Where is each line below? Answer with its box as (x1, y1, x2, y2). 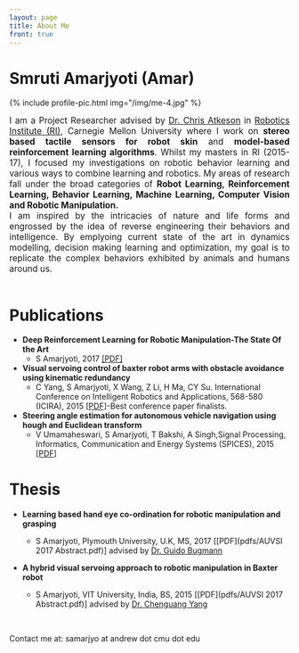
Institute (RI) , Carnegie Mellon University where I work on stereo (9, 126, 290, 137)
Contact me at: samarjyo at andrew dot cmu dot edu (9, 633, 200, 644)
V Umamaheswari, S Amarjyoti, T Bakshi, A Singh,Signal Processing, (35, 429, 287, 440)
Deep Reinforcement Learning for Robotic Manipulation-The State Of (21, 335, 282, 345)
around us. (9, 263, 53, 275)
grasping (21, 518, 57, 529)
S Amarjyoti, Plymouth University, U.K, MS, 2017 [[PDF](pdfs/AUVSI (35, 536, 283, 547)
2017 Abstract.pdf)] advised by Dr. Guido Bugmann (35, 545, 223, 556)
